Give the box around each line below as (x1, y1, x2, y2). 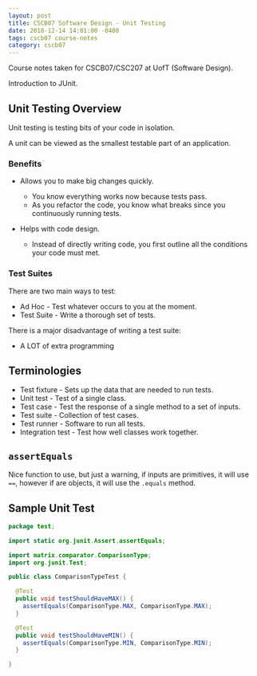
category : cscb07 (8, 41, 66, 49)
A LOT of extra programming (19, 340, 114, 351)
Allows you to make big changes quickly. (19, 176, 154, 186)
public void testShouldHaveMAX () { (15, 595, 134, 603)
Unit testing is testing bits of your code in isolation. (8, 123, 176, 132)
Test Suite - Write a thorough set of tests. (19, 310, 156, 320)
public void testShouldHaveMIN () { (15, 631, 134, 639)
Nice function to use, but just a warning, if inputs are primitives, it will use (8, 470, 250, 479)
